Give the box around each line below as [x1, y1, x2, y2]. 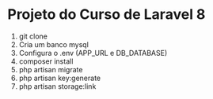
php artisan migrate [18, 64, 83, 74]
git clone [18, 31, 48, 41]
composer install [18, 57, 74, 66]
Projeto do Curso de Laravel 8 [7, 5, 206, 24]
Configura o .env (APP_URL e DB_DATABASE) [18, 48, 168, 57]
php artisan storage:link [18, 81, 97, 91]
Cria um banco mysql [18, 39, 89, 49]
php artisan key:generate [18, 73, 101, 82]
